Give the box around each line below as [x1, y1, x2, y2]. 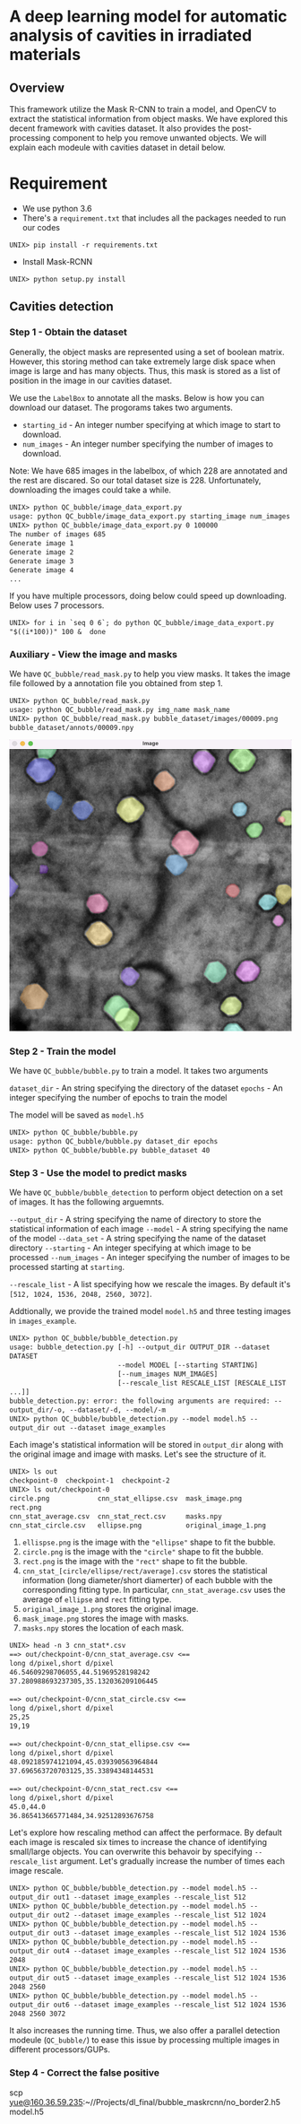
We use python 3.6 [21, 203, 92, 213]
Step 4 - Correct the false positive [9, 2067, 159, 2079]
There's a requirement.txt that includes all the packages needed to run [21, 213, 287, 223]
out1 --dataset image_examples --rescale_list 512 [53, 1893, 246, 1902]
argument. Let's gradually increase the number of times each [59, 1856, 285, 1867]
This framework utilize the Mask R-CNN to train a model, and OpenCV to [9, 104, 277, 114]
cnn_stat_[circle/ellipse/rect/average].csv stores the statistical [21, 1565, 268, 1576]
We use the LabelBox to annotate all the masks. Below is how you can [9, 392, 265, 403]
